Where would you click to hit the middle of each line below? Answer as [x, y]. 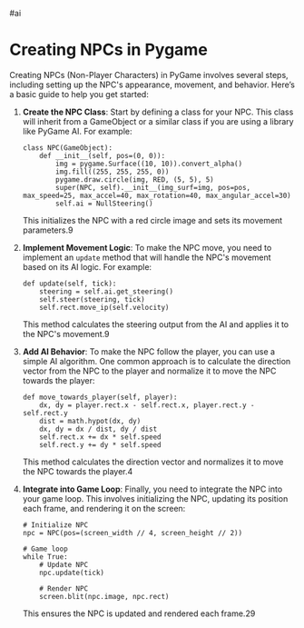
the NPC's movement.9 [66, 334]
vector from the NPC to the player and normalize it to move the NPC [149, 371]
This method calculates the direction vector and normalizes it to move [153, 462]
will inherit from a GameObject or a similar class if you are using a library [158, 121]
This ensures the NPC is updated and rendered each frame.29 [139, 613]
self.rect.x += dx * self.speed [100, 437]
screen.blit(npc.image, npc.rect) [104, 596]
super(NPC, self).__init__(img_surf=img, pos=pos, [153, 187]
